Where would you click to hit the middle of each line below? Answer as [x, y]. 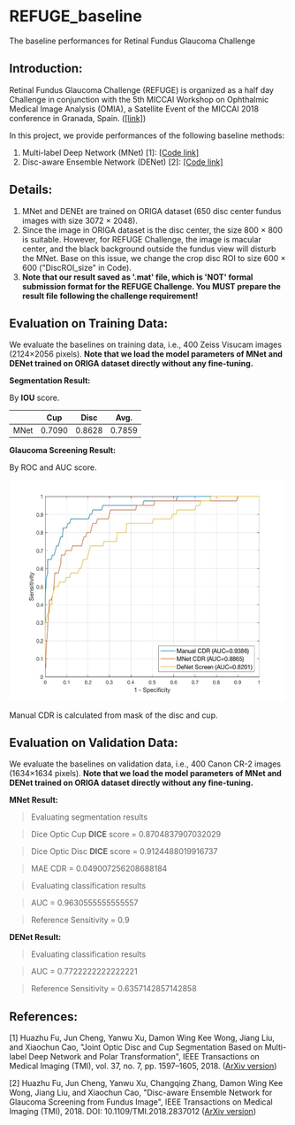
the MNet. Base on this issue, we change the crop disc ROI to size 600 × [154, 258]
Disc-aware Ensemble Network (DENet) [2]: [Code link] [122, 162]
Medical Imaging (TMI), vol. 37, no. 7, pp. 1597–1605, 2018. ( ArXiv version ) [143, 1066]
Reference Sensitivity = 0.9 [80, 920]
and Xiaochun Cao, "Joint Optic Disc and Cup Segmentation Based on [136, 1047]
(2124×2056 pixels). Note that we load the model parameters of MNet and [146, 354]
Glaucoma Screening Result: [63, 450]
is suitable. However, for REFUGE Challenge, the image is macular [142, 239]
